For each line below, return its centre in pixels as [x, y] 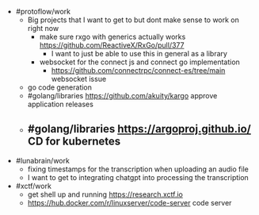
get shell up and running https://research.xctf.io [105, 194]
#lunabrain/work [42, 160]
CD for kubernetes [74, 142]
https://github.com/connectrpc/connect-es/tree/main [138, 70]
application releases [60, 104]
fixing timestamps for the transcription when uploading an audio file [138, 169]
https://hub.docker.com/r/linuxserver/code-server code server [129, 202]
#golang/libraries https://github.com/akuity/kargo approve [122, 96]
